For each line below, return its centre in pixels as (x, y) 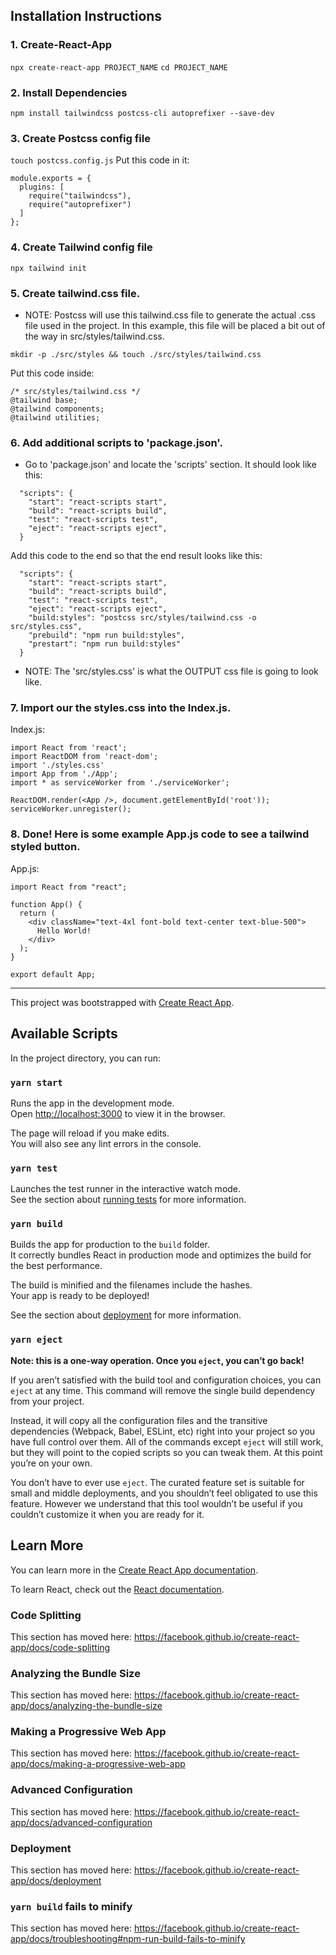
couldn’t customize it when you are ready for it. (107, 1514)
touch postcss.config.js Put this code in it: (100, 160)
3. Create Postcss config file (80, 138)
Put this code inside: (52, 373)
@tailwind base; (44, 400)
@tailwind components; (57, 409)
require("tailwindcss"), (80, 196)
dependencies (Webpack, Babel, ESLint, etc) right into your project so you (163, 1431)
